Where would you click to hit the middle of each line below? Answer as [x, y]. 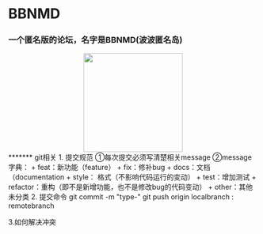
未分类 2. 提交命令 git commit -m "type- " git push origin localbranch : [121, 197]
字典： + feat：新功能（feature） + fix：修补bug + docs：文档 [109, 168]
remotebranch [31, 206]
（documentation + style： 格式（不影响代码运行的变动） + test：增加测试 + [132, 177]
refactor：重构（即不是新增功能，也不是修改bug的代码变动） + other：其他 [131, 187]
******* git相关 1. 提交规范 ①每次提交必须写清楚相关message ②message [130, 157]
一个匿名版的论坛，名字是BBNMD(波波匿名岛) [95, 40]
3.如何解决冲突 [32, 222]
